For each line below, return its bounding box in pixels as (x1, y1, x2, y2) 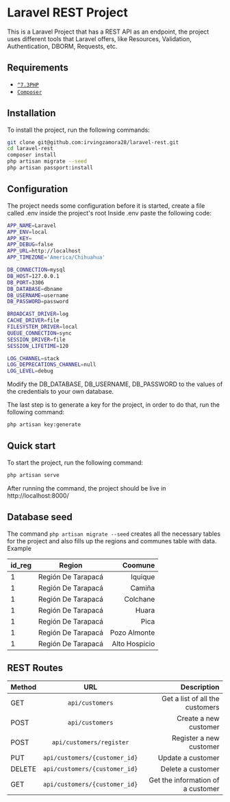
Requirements (7, 62, 68, 73)
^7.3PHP (16, 81, 39, 89)
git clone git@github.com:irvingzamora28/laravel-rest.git (7, 139, 179, 145)
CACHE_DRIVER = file (7, 317, 60, 324)
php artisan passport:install (7, 165, 94, 172)
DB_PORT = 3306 (7, 279, 44, 286)
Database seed (7, 511, 73, 523)
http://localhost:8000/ (7, 491, 70, 499)
